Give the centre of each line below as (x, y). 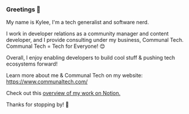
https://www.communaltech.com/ (47, 82)
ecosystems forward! (32, 64)
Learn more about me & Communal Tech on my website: (74, 76)
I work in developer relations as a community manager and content (87, 34)
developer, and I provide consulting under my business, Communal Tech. (95, 40)
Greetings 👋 (23, 9)
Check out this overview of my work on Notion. (63, 93)
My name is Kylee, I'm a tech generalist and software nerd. (78, 22)
